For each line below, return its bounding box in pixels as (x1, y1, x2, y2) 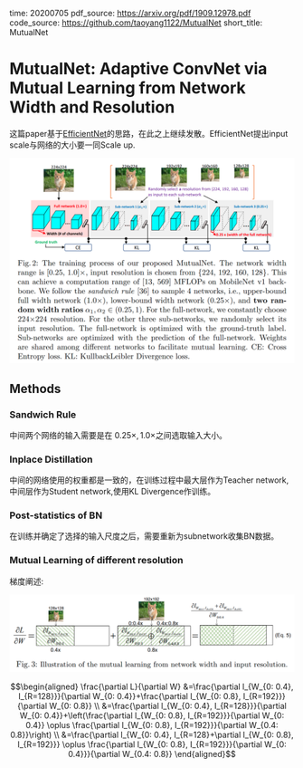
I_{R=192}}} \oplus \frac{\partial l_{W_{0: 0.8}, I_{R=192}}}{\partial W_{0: (17, 739, 287, 750)
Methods (9, 380, 62, 397)
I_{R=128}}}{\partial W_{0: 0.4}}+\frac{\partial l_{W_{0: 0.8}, (17, 691, 241, 702)
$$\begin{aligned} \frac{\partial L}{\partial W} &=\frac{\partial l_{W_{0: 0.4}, (10, 681, 294, 692)
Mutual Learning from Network (9, 78, 246, 99)
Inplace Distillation (9, 453, 93, 466)
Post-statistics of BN (9, 509, 103, 522)
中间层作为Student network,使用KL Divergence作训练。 (9, 486, 216, 497)
